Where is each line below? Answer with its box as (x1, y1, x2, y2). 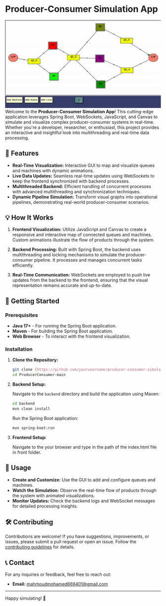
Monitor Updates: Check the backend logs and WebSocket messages (12, 498, 156, 504)
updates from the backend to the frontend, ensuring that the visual (12, 277, 148, 283)
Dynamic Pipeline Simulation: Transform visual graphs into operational (12, 194, 158, 200)
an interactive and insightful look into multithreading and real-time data (5, 130, 150, 136)
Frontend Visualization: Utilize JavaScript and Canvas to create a (12, 227, 147, 233)
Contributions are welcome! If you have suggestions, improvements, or (5, 533, 150, 540)
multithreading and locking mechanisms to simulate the (12, 252, 125, 258)
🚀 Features (5, 149, 39, 158)
